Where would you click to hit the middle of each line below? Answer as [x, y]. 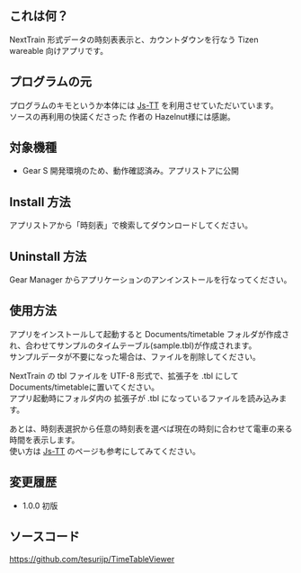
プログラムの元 [51, 82]
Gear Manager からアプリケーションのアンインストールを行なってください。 [150, 280]
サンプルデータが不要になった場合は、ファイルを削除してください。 [135, 356]
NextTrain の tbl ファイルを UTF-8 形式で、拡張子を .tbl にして [124, 375]
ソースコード [44, 537]
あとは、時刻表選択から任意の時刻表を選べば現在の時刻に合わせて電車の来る [151, 428]
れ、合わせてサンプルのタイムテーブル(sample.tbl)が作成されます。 [133, 345]
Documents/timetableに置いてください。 [84, 387]
